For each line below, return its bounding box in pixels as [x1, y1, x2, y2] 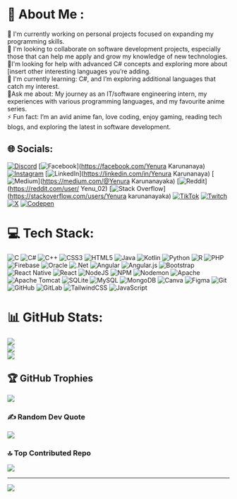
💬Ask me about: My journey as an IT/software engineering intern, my [7, 90, 207, 98]
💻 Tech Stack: [7, 225, 95, 241]
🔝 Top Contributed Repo [7, 448, 92, 457]
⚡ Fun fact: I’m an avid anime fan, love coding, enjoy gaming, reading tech [7, 112, 222, 121]
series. [7, 104, 27, 113]
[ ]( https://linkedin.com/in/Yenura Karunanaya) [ [44, 169, 214, 178]
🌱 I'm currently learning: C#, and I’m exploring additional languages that [7, 74, 217, 83]
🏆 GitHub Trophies [7, 373, 94, 385]
